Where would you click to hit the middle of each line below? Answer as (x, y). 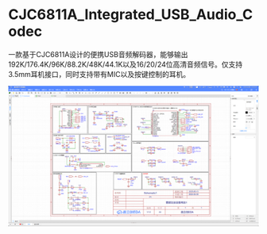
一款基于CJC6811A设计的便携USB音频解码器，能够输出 (98, 54)
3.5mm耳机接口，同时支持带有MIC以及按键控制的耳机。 (99, 74)
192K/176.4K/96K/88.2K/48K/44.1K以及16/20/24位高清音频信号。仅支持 (126, 64)
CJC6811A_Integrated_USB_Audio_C (130, 15)
